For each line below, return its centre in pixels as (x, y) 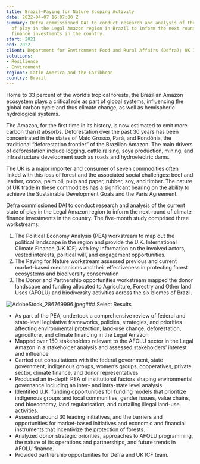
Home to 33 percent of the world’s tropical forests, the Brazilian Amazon (95, 95)
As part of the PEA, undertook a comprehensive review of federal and (100, 316)
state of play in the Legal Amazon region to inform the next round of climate (99, 212)
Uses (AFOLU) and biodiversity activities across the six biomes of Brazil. (103, 293)
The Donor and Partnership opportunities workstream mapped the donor (104, 280)
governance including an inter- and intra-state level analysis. (89, 385)
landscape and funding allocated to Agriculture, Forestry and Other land (103, 287)
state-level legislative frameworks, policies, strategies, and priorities (99, 322)
